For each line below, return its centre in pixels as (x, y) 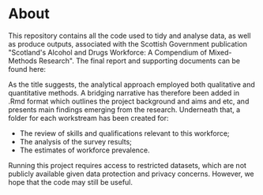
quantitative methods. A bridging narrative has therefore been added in (124, 92)
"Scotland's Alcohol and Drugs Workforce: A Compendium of (108, 52)
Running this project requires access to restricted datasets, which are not (128, 165)
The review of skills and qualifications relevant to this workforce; (125, 133)
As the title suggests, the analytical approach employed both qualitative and (131, 84)
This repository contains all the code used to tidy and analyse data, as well (130, 36)
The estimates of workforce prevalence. (85, 150)
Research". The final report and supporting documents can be (139, 61)
